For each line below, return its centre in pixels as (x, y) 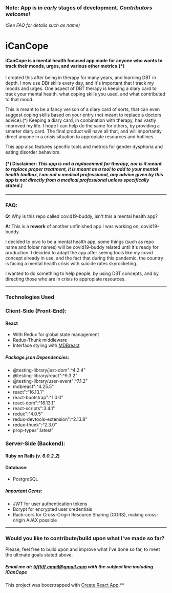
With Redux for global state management (56, 335)
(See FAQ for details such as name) (43, 25)
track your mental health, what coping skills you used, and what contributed (85, 94)
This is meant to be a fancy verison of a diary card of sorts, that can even (83, 109)
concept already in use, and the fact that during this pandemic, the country (84, 258)
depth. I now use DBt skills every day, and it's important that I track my (80, 83)
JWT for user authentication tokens (50, 504)
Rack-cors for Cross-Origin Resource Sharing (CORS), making (78, 514)
